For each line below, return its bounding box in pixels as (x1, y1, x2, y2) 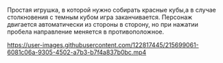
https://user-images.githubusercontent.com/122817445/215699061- (7, 41, 199, 49)
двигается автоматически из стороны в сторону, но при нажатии (7, 21, 199, 28)
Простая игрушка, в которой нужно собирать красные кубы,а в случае (7, 6, 216, 14)
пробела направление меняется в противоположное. (7, 27, 165, 36)
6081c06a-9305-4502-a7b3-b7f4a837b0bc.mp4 (7, 48, 147, 56)
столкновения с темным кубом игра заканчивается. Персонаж (7, 13, 193, 21)
